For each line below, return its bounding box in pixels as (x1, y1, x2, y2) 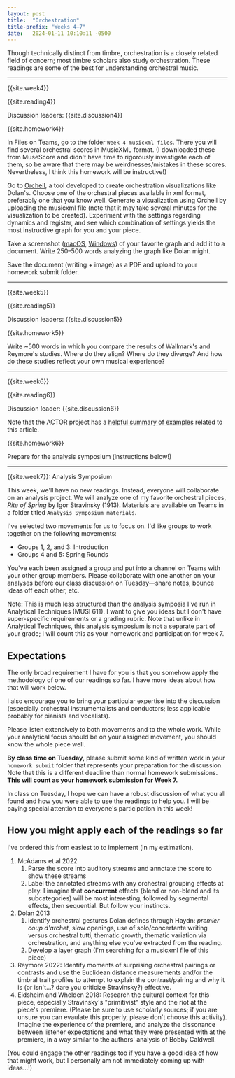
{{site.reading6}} (7, 391, 56, 399)
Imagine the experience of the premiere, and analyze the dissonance (17, 1020, 216, 1028)
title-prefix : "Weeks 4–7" (7, 23, 86, 30)
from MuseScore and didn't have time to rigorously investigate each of (7, 153, 211, 162)
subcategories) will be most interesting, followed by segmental (27, 893, 209, 902)
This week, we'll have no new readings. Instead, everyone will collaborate (7, 486, 219, 495)
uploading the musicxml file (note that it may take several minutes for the (7, 204, 217, 212)
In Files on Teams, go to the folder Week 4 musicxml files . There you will (7, 138, 217, 147)
